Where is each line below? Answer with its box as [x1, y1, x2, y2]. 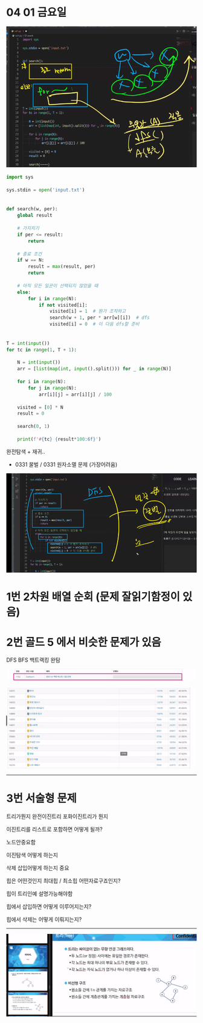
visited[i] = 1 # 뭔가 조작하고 [49, 308, 126, 315]
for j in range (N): [28, 385, 77, 391]
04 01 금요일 [6, 5, 67, 19]
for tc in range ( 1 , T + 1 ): [6, 347, 77, 353]
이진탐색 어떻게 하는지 [6, 851, 59, 858]
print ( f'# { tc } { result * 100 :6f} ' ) [17, 436, 101, 442]
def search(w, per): [6, 206, 59, 212]
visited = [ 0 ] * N [17, 404, 63, 410]
